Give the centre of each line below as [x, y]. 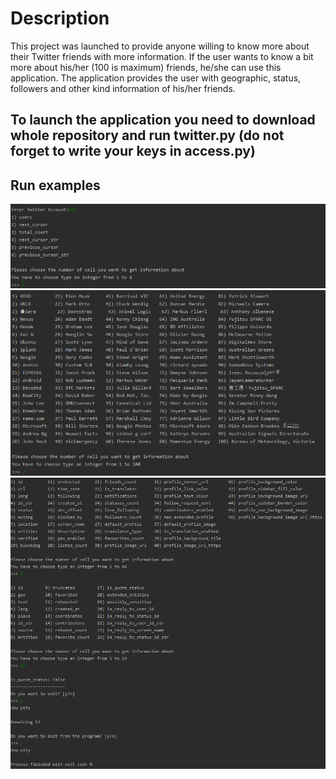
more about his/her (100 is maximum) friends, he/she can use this [146, 67]
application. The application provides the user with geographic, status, [156, 78]
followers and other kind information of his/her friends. [123, 88]
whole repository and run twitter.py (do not [147, 135]
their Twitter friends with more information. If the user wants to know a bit [162, 56]
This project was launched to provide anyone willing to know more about [160, 46]
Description [60, 18]
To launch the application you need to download [163, 120]
